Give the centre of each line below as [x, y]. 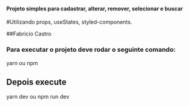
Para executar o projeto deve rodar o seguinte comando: [91, 50]
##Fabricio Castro [29, 34]
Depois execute [36, 82]
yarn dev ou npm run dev [38, 97]
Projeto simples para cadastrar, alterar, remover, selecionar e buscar [95, 9]
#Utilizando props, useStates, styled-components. [69, 22]
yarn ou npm [22, 63]
